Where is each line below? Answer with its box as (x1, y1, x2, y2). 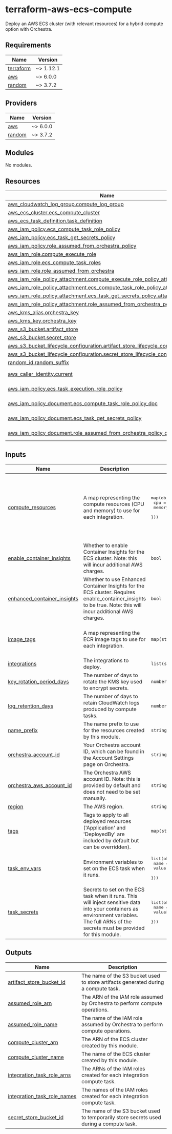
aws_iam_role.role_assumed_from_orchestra (8, 268, 115, 275)
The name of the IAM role (81, 1014, 143, 1021)
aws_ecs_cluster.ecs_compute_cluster (8, 209, 100, 216)
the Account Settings (83, 755, 134, 761)
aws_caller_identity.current (8, 371, 73, 378)
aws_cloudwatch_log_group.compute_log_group (8, 201, 124, 208)
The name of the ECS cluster (81, 1050, 150, 1057)
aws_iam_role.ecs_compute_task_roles (8, 259, 101, 266)
